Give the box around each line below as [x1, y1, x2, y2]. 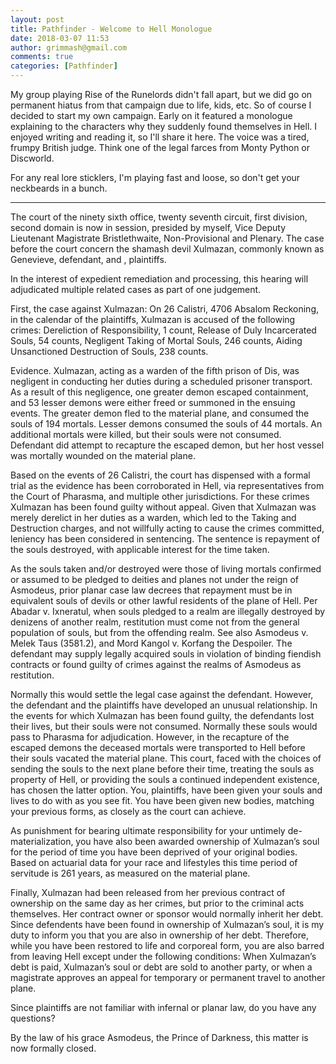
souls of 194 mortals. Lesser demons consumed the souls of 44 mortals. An [10, 418, 323, 430]
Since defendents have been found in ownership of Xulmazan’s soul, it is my [10, 919, 325, 930]
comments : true [10, 52, 74, 62]
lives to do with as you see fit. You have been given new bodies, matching [10, 795, 315, 806]
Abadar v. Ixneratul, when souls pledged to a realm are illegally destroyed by [10, 606, 326, 617]
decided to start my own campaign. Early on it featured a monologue [10, 110, 293, 121]
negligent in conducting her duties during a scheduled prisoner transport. [10, 376, 313, 387]
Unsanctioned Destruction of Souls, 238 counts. [10, 346, 209, 357]
